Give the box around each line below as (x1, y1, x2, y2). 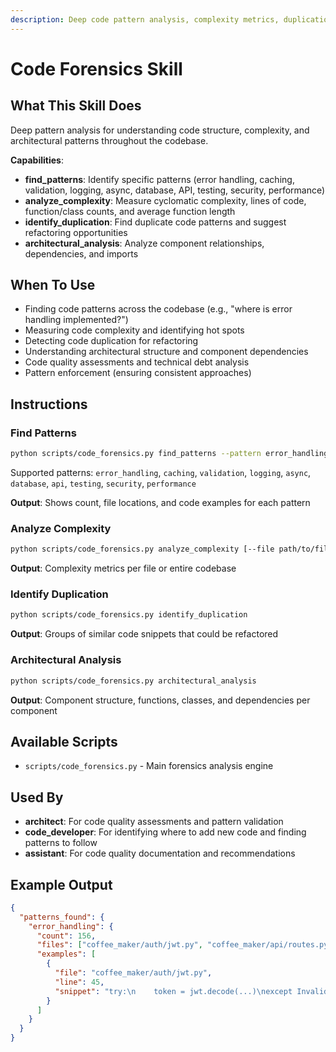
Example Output (10, 876, 113, 893)
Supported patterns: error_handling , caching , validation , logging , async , (10, 467, 312, 478)
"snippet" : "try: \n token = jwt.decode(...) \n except (54, 986, 293, 996)
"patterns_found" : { (19, 912, 105, 922)
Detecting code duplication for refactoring (24, 335, 199, 347)
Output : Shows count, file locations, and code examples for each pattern (10, 497, 311, 508)
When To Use (10, 277, 96, 294)
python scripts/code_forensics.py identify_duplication (10, 610, 248, 620)
